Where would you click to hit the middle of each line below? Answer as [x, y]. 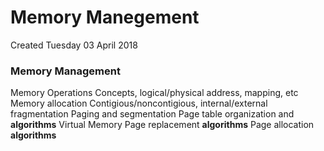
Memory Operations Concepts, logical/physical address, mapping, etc [154, 93]
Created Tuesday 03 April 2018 [74, 45]
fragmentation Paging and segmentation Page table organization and [152, 114]
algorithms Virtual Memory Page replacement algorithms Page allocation [162, 125]
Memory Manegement [105, 17]
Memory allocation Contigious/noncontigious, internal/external [139, 103]
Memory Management [65, 71]
